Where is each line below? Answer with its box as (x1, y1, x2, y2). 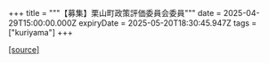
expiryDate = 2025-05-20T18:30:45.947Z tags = (78, 18, 257, 28)
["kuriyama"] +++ (8, 28, 73, 37)
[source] (8, 44, 40, 55)
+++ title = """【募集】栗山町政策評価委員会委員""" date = (8, 8, 222, 18)
